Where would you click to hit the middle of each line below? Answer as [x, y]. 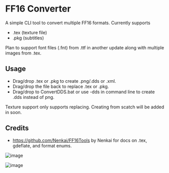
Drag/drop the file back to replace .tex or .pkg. [61, 86]
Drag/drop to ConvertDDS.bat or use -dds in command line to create [83, 92]
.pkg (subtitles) [28, 38]
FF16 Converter [38, 9]
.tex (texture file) [30, 32]
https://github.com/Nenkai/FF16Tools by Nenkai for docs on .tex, [80, 140]
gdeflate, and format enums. [42, 146]
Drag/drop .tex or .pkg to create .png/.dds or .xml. [64, 81]
